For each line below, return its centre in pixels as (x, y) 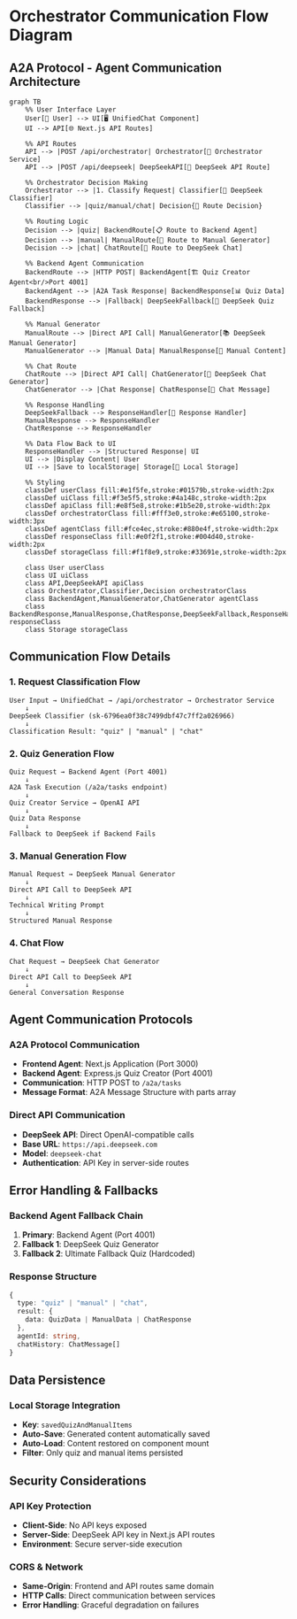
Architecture (45, 81)
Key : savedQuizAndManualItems (77, 1425)
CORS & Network (46, 1567)
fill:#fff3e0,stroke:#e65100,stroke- (201, 513)
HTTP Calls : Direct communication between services (118, 1596)
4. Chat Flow (37, 943)
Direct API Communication (67, 1115)
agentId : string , (49, 1336)
